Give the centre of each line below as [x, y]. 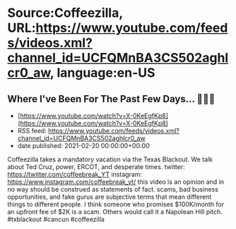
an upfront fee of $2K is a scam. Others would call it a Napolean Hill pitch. [115, 212]
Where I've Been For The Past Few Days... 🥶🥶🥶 [111, 99]
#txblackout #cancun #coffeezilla [56, 219]
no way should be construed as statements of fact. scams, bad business [113, 189]
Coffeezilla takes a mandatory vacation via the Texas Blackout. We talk [110, 159]
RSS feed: [32, 131]
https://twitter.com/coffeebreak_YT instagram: [75, 174]
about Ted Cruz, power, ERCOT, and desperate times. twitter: [96, 167]
